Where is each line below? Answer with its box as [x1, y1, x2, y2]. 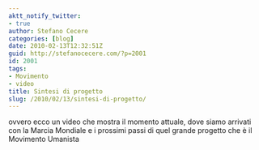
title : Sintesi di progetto [8, 87, 104, 96]
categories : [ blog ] [8, 34, 74, 43]
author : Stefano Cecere [8, 27, 89, 35]
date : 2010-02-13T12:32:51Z [8, 42, 104, 50]
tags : [8, 65, 27, 73]
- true [8, 19, 31, 28]
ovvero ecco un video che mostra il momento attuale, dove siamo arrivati [8, 117, 252, 126]
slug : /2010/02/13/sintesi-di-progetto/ [8, 95, 147, 103]
